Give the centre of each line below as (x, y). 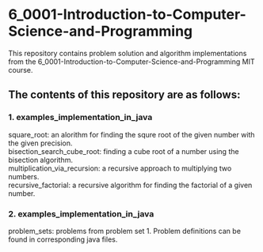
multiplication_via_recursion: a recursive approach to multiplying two (120, 168)
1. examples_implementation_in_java (80, 118)
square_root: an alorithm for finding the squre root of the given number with (131, 134)
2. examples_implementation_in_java (81, 213)
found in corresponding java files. (63, 239)
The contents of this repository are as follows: (124, 95)
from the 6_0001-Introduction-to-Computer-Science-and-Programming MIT (131, 62)
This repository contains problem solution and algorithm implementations (128, 53)
